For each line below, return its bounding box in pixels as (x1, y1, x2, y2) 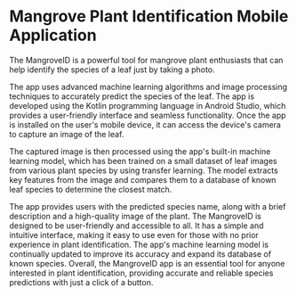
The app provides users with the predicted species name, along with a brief (9, 201, 286, 211)
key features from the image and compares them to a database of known (9, 174, 277, 185)
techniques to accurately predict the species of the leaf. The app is (9, 91, 255, 102)
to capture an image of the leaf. (9, 128, 124, 139)
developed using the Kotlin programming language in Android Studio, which (9, 100, 286, 111)
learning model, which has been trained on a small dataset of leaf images (9, 155, 277, 166)
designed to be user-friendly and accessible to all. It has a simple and (9, 220, 264, 231)
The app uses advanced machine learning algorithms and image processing (9, 81, 287, 92)
